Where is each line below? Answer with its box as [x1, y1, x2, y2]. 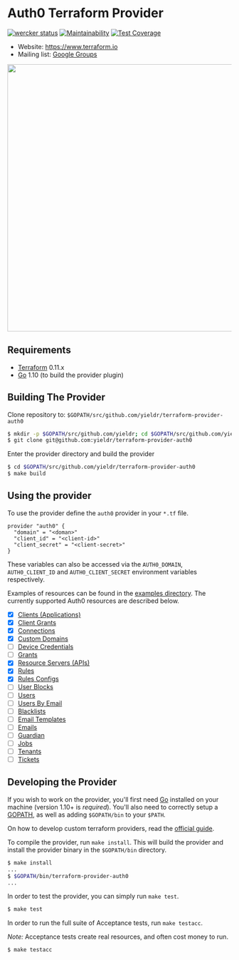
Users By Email [17, 698, 63, 707]
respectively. [7, 575, 45, 584]
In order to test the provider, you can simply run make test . [7, 892, 179, 901]
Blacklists [17, 707, 46, 716]
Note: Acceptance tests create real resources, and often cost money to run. [7, 932, 229, 941]
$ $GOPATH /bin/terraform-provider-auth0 [7, 872, 129, 879]
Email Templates [17, 715, 66, 723]
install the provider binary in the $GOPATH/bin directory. [7, 845, 167, 854]
